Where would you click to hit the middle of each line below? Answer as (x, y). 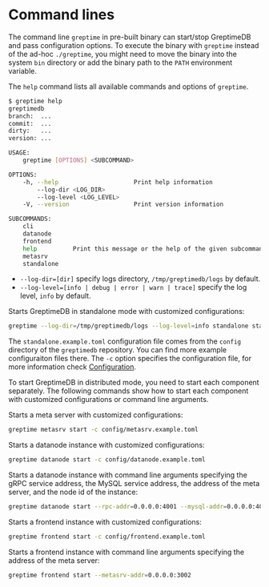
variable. (23, 70)
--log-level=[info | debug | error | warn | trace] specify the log (133, 287)
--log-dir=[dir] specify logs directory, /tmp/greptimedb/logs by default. (140, 279)
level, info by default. (55, 296)
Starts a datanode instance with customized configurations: (107, 445)
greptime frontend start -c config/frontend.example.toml (107, 537)
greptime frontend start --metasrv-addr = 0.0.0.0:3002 (100, 575)
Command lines (61, 15)
